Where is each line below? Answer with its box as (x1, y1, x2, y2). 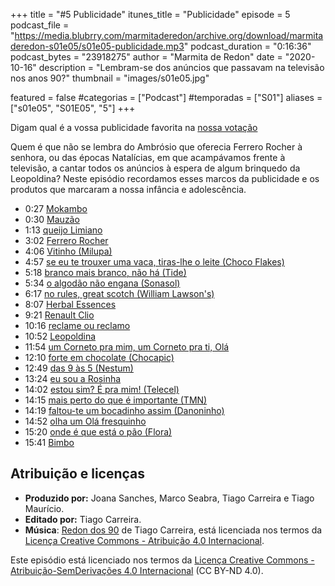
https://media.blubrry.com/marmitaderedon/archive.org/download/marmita (14, 30, 324, 41)
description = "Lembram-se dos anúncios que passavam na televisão (38, 62, 325, 73)
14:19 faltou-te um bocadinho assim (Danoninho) (24, 405, 225, 416)
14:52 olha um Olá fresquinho (24, 415, 147, 427)
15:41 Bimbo (24, 437, 75, 448)
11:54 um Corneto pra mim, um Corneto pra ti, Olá (24, 341, 230, 353)
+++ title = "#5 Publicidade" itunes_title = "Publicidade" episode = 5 (10, 9, 291, 20)
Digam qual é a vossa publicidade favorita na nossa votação (10, 122, 258, 133)
